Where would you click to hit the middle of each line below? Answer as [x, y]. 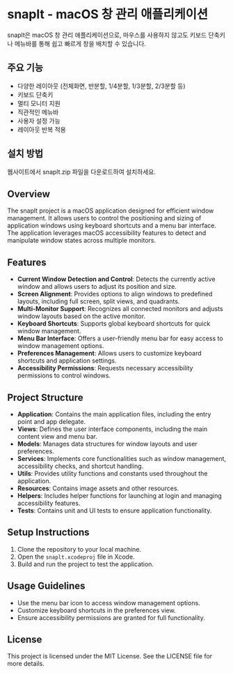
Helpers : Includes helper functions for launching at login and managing [120, 496]
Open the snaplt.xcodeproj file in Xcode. [76, 557]
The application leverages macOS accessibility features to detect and [107, 233]
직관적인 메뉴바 [38, 112]
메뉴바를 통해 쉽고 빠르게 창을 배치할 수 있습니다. [80, 43]
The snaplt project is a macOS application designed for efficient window [111, 211]
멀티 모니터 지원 [39, 103]
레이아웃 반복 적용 [41, 129]
